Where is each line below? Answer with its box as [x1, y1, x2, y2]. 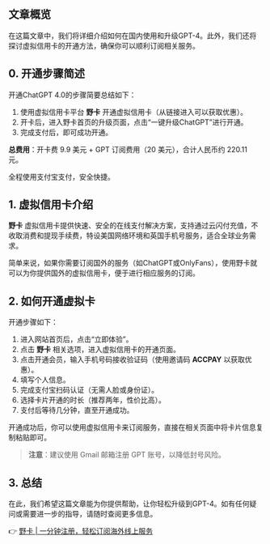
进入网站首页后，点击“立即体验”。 [19, 334, 133, 344]
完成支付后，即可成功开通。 [19, 127, 113, 137]
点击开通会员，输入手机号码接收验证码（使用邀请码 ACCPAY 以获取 [19, 355, 245, 364]
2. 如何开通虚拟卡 [8, 294, 95, 308]
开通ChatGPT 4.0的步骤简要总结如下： [8, 90, 137, 100]
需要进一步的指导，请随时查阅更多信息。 [22, 509, 158, 519]
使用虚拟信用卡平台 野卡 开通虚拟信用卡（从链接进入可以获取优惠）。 [19, 107, 248, 117]
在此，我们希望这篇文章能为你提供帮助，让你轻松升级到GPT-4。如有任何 [8, 499, 250, 508]
